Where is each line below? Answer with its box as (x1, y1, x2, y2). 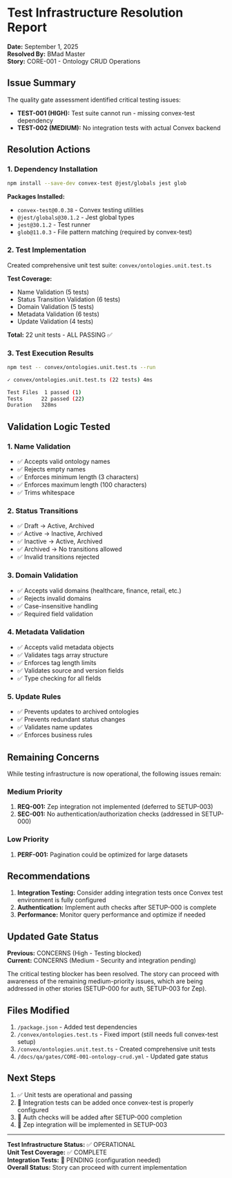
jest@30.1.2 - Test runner (17, 221, 91, 229)
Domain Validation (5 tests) (17, 302, 95, 310)
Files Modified (7, 1004, 70, 1016)
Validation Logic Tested (7, 420, 110, 433)
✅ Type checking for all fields (17, 674, 101, 682)
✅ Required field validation (17, 610, 93, 618)
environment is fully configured (17, 896, 106, 904)
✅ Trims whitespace (17, 488, 75, 496)
